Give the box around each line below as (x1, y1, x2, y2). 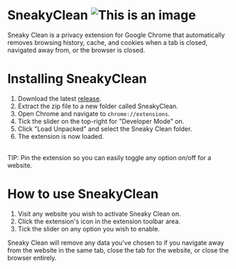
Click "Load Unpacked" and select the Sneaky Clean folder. (17, 125, 193, 133)
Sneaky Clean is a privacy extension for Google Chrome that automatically (7, 31, 225, 39)
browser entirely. (7, 253, 57, 262)
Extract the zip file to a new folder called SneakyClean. (17, 102, 179, 110)
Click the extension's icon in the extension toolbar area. (17, 217, 181, 226)
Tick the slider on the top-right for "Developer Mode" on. (17, 117, 185, 125)
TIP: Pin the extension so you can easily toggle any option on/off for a (7, 153, 212, 162)
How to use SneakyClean (7, 186, 159, 202)
